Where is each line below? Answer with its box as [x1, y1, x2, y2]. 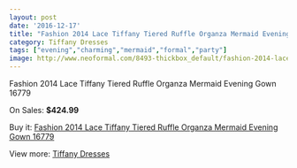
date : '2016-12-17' [9, 21, 81, 30]
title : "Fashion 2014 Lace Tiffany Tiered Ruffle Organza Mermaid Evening [9, 29, 291, 38]
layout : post [9, 12, 57, 22]
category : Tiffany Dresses [9, 37, 109, 47]
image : [9, 54, 34, 63]
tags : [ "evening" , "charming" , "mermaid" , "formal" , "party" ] [9, 46, 227, 55]
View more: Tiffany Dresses [9, 149, 110, 159]
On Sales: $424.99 [9, 105, 80, 115]
